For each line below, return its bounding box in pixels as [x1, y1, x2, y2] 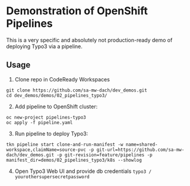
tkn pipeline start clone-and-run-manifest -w [6, 141, 123, 147]
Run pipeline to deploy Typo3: [14, 130, 88, 137]
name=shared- [125, 141, 159, 147]
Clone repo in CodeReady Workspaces [14, 75, 110, 83]
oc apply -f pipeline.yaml [6, 119, 73, 125]
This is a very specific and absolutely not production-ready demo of [6, 36, 173, 43]
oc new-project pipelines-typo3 [6, 114, 86, 120]
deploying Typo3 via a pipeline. [6, 43, 83, 50]
